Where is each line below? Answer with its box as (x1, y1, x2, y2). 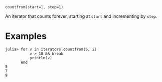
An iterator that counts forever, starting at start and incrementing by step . (5, 13, 158, 19)
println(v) (29, 55, 52, 60)
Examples (5, 31, 47, 42)
